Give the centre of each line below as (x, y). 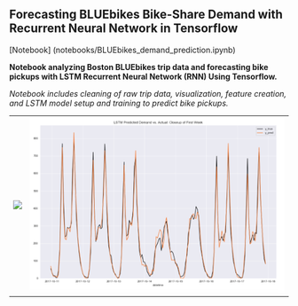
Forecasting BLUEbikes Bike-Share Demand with (146, 15)
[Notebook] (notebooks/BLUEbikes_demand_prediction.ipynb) (123, 50)
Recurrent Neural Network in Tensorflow (124, 29)
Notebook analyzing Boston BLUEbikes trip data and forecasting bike (139, 67)
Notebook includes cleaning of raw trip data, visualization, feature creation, (148, 93)
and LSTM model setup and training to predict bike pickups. (119, 103)
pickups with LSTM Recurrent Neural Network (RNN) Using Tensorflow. (143, 76)
